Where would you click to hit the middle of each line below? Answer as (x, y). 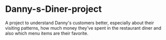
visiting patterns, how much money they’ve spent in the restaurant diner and (83, 28)
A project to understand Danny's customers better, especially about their (80, 23)
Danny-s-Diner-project (53, 9)
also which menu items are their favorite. (47, 33)
